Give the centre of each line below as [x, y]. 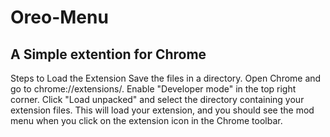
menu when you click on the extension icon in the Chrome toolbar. [146, 120]
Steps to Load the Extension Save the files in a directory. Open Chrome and [166, 78]
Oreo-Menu [59, 17]
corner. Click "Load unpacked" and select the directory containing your [157, 99]
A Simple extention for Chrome [108, 54]
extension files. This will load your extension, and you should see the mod [162, 110]
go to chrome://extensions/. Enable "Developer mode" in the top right [153, 89]
